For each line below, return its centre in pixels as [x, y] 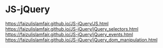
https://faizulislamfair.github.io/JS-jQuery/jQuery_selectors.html [72, 29]
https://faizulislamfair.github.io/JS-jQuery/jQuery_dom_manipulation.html [81, 40]
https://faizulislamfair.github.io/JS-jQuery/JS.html [57, 23]
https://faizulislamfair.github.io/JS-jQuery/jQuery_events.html [69, 34]
